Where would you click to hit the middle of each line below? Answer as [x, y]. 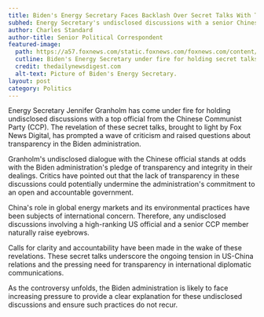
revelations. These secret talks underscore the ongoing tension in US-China [131, 257]
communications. [36, 273]
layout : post [29, 81]
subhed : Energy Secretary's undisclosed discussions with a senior [121, 23]
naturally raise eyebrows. [49, 233]
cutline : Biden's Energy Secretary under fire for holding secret [126, 60]
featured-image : [35, 45]
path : [24, 52]
